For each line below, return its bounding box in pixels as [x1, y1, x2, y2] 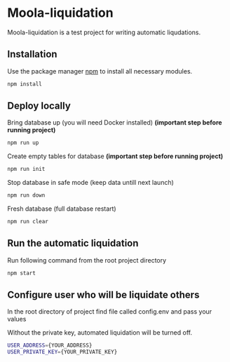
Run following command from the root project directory [7, 256, 167, 264]
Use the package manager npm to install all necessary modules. [7, 67, 193, 75]
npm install [7, 81, 42, 88]
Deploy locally [7, 100, 72, 112]
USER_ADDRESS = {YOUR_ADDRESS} [7, 342, 93, 349]
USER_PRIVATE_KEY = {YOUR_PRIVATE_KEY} [7, 349, 118, 356]
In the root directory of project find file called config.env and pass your [7, 307, 212, 316]
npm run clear [7, 218, 49, 225]
